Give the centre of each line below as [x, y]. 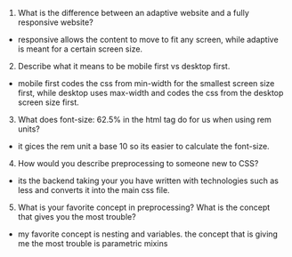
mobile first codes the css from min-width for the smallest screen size [146, 83]
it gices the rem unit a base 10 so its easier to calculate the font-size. [143, 146]
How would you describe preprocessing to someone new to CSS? [138, 163]
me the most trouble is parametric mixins [93, 243]
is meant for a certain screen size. [80, 49]
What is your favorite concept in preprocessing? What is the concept [144, 207]
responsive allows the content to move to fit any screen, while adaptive [148, 40]
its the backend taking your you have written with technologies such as [148, 181]
